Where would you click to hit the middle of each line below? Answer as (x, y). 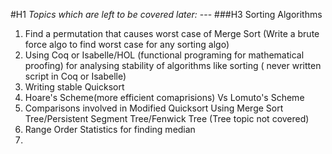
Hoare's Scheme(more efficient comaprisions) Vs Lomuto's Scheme (164, 97)
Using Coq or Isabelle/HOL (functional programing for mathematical (164, 55)
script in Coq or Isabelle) (75, 76)
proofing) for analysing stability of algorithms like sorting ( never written (173, 65)
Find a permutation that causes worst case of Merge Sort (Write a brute (172, 33)
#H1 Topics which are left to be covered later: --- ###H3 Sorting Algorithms (166, 14)
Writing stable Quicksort (74, 87)
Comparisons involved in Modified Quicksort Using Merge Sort (154, 108)
